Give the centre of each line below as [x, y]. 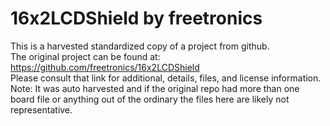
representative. [41, 109]
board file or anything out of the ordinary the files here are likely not [150, 99]
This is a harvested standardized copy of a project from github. [140, 46]
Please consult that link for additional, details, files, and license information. [166, 78]
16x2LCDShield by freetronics [136, 18]
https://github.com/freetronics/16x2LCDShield [105, 67]
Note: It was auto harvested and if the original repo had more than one [155, 88]
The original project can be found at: [85, 56]
